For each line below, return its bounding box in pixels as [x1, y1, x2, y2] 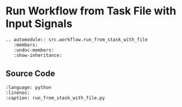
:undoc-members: [13, 47, 54, 53]
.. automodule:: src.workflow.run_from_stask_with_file [5, 36, 148, 42]
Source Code [5, 69, 55, 79]
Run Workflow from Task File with [5, 4, 177, 18]
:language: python [5, 84, 51, 90]
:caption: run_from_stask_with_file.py [5, 94, 105, 101]
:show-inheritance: [13, 52, 62, 58]
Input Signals [5, 17, 72, 30]
